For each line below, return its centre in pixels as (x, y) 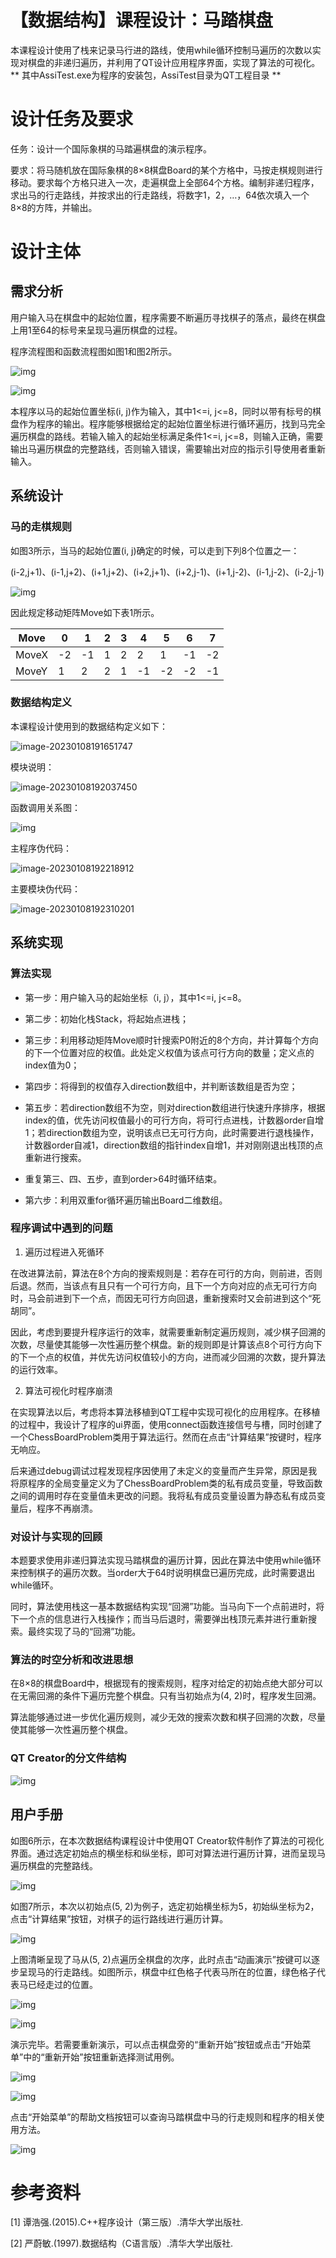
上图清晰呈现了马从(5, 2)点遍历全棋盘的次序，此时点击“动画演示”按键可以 (161, 1959)
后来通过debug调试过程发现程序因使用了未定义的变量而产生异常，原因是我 (164, 1470)
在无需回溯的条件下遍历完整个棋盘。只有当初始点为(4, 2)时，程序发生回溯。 (166, 1696)
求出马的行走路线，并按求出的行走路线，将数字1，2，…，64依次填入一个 (160, 195)
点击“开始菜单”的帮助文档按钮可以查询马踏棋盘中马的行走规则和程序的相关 (163, 2117)
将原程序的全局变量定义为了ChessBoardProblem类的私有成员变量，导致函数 (166, 1483)
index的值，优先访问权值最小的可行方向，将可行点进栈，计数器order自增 (174, 1120)
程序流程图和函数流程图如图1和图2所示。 (94, 351)
